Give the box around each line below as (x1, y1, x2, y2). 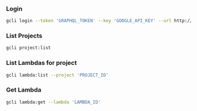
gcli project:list (6, 45, 51, 51)
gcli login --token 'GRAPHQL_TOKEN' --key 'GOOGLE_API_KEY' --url (6, 18, 172, 24)
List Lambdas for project (6, 59, 77, 67)
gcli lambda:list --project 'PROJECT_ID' (6, 72, 109, 78)
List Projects (6, 32, 43, 40)
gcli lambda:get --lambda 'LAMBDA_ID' (6, 99, 101, 105)
